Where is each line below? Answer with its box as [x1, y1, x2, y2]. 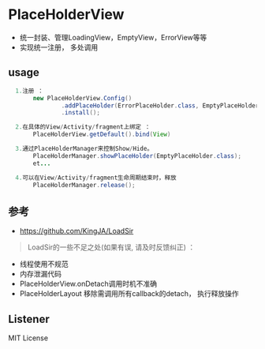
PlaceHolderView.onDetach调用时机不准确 [19, 279, 158, 289]
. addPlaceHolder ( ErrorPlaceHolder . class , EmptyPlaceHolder [61, 101, 259, 110]
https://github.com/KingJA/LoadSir [19, 227, 134, 236]
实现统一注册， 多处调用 [19, 42, 99, 52]
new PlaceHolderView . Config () [32, 94, 132, 102]
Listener [8, 312, 50, 325]
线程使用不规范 [19, 259, 69, 269]
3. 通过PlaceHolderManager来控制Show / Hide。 [15, 144, 154, 152]
